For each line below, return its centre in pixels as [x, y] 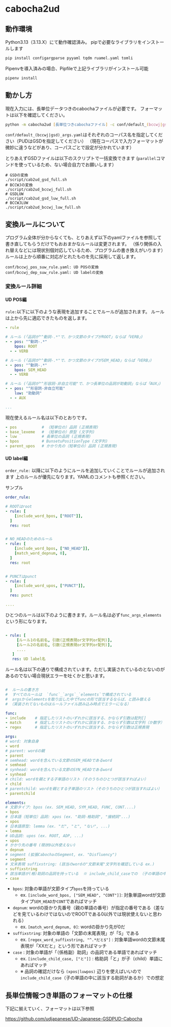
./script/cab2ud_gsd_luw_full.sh [41, 199]
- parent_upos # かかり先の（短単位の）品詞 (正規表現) [62, 446]
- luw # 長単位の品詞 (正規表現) [48, 437]
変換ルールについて [35, 224]
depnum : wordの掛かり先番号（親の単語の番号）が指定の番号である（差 [86, 908]
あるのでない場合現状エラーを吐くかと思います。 [56, 676]
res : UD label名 [29, 659]
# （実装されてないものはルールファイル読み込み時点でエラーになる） [68, 704]
